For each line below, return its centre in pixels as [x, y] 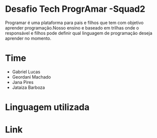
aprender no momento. [28, 38]
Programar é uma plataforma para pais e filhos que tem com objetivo [74, 23]
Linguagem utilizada [47, 107]
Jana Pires [23, 82]
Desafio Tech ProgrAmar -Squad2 [75, 9]
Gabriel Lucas [26, 72]
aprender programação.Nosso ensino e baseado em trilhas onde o [72, 28]
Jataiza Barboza [28, 87]
